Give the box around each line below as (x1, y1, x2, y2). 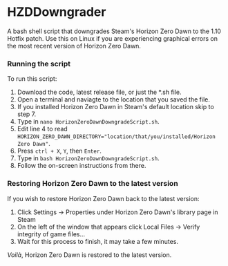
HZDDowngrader (7, 4, 106, 20)
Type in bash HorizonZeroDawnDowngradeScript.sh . (17, 154, 160, 162)
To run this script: (7, 75, 57, 83)
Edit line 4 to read (17, 125, 68, 133)
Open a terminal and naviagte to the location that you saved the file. (17, 95, 211, 104)
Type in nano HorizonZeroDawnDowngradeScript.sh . (17, 117, 160, 126)
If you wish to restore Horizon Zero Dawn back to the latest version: (7, 194, 200, 202)
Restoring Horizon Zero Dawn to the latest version (7, 179, 178, 189)
